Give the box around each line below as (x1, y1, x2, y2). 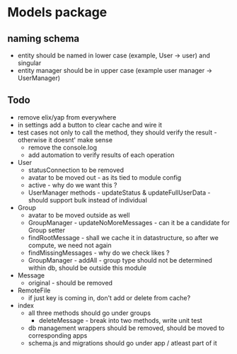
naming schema (7, 33, 80, 45)
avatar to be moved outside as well (28, 210, 130, 219)
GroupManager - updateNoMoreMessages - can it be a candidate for (28, 218, 230, 227)
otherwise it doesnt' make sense (17, 135, 113, 144)
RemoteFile (17, 286, 51, 295)
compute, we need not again (28, 241, 112, 249)
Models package (7, 4, 108, 21)
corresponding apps (28, 331, 88, 340)
